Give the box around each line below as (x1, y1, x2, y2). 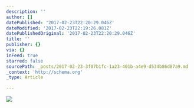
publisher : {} (6, 42, 41, 48)
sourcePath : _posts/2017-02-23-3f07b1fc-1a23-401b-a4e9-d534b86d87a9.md (6, 63, 189, 70)
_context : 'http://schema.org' (6, 69, 83, 75)
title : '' (6, 36, 31, 42)
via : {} (6, 47, 25, 53)
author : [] (6, 14, 33, 20)
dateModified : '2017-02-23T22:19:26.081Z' (6, 25, 112, 31)
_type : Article (6, 74, 44, 80)
